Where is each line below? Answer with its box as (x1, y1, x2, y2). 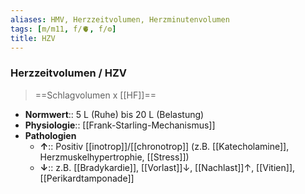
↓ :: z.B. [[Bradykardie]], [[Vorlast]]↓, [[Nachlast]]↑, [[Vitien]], (39, 161, 296, 173)
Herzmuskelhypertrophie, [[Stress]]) (39, 151, 190, 163)
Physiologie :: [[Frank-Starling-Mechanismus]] (24, 119, 216, 131)
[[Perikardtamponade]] (39, 172, 135, 184)
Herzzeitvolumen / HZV (10, 66, 127, 80)
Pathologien (24, 129, 77, 141)
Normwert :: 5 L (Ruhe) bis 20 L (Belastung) (24, 108, 205, 120)
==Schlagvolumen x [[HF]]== (34, 89, 157, 101)
